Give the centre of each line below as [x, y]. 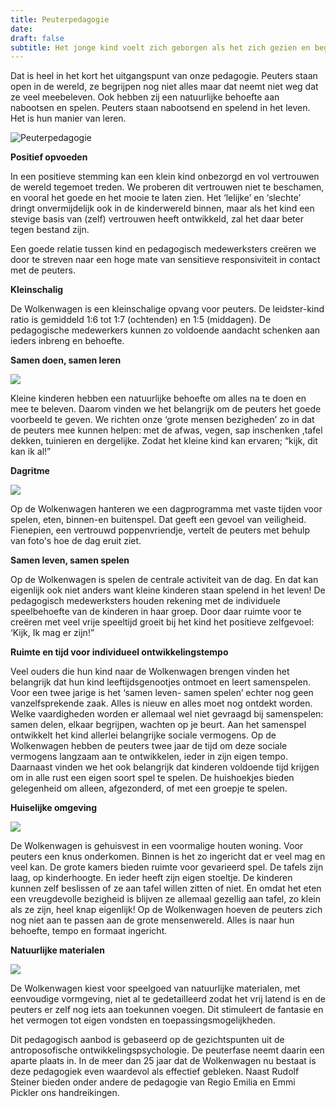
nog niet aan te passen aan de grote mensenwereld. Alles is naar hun [152, 920]
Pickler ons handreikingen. [65, 1093]
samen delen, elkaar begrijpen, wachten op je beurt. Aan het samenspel [158, 725]
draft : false [37, 38]
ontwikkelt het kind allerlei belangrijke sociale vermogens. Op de [143, 735]
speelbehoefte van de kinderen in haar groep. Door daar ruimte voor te [156, 612]
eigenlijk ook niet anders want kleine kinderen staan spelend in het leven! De [168, 590]
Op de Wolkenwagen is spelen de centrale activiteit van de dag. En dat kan [164, 580]
